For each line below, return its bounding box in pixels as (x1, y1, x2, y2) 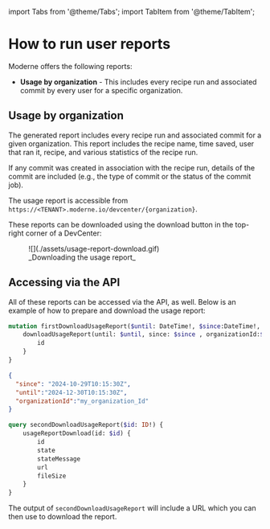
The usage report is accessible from (8, 195, 129, 205)
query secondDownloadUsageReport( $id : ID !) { (8, 421, 163, 429)
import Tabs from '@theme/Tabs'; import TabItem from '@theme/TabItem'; (8, 7, 256, 16)
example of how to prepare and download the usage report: (8, 306, 207, 315)
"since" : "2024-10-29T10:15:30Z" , (15, 379, 131, 388)
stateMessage (37, 454, 81, 463)
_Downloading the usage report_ (28, 252, 137, 262)
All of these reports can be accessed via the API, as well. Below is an (8, 297, 236, 306)
